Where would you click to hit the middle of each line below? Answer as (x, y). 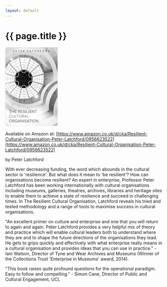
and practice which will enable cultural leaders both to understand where (81, 232)
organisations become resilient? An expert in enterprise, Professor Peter (80, 180)
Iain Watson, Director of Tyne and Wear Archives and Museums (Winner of (82, 253)
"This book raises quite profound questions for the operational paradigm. (81, 268)
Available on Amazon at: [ (32, 133)
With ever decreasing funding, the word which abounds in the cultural (77, 169)
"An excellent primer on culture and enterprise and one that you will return (82, 221)
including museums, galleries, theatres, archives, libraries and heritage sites (84, 190)
